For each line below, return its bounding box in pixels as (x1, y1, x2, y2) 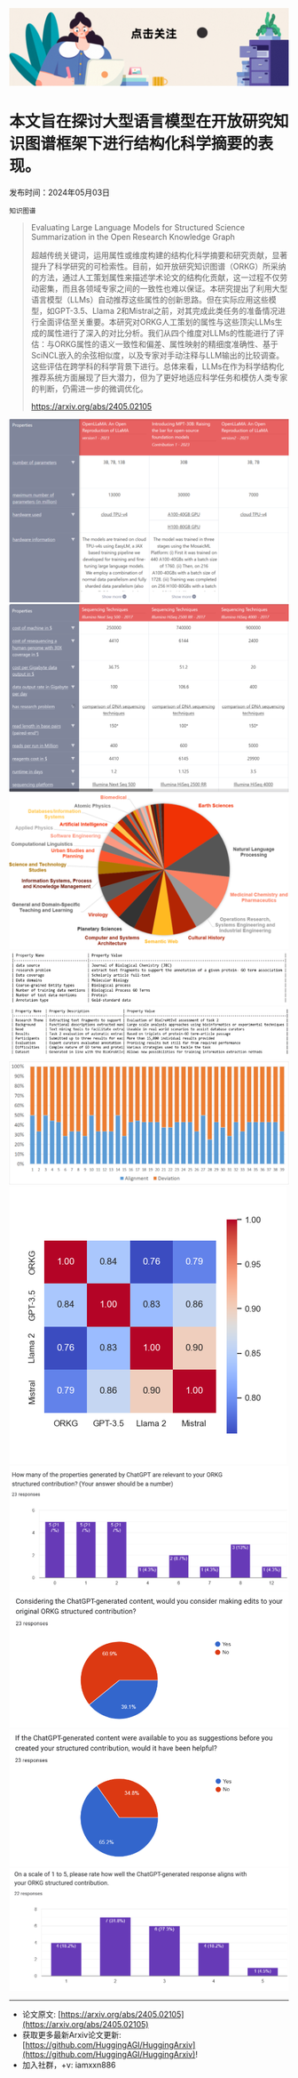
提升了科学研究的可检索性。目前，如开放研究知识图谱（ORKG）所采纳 (30, 261, 286, 271)
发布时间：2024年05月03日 (9, 187, 111, 197)
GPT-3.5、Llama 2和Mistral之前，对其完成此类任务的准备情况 (54, 305, 278, 316)
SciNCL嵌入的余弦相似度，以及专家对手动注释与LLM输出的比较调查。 (30, 350, 285, 360)
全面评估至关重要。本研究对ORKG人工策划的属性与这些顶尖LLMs (38, 316, 275, 327)
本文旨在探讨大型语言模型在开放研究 (9, 111, 274, 132)
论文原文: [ (21, 2009, 61, 2019)
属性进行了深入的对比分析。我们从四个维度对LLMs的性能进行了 (46, 327, 277, 338)
